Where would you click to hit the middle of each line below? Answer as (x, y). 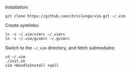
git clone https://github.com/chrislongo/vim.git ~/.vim (65, 16)
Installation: (17, 7)
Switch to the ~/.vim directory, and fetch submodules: (60, 48)
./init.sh (15, 61)
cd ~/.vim (15, 57)
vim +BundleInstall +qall (32, 66)
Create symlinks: (22, 25)
